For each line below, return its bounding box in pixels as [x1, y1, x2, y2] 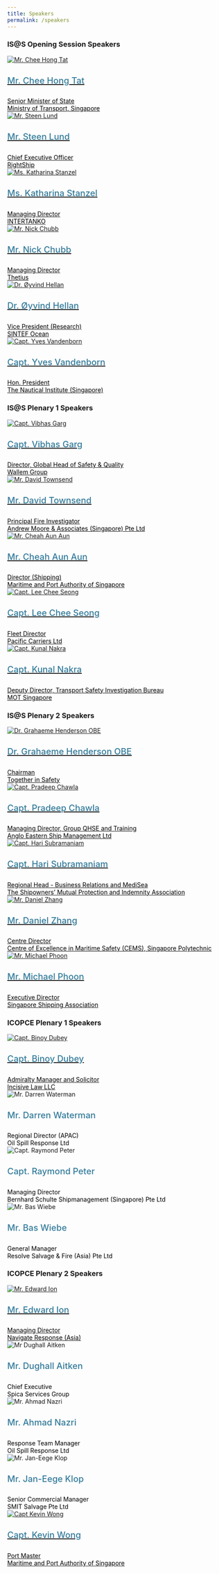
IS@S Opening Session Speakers [7, 40, 121, 49]
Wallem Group [7, 468, 48, 476]
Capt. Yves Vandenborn [7, 356, 106, 368]
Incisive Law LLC [7, 1082, 55, 1091]
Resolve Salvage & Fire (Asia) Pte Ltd [7, 1251, 113, 1260]
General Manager [7, 1244, 58, 1252]
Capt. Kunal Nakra [7, 664, 82, 675]
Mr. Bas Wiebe [7, 1222, 67, 1233]
